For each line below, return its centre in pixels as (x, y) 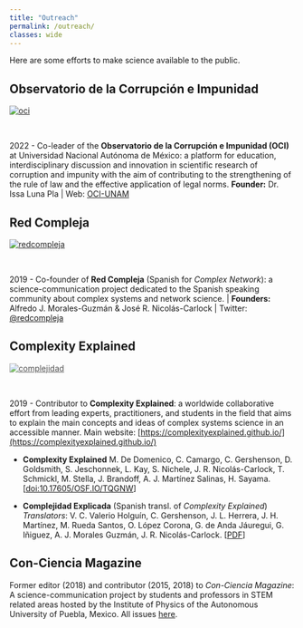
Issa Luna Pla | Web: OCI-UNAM (69, 194)
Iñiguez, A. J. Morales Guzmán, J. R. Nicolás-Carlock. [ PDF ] (134, 535)
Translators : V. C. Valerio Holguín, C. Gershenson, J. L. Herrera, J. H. (150, 515)
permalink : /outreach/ (52, 26)
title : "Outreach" (44, 18)
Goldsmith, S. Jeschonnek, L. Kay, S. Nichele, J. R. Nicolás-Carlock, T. (153, 469)
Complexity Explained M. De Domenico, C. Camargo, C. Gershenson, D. (157, 459)
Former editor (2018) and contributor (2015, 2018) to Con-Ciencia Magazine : (152, 585)
